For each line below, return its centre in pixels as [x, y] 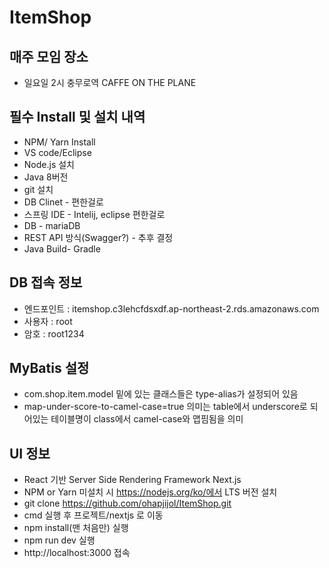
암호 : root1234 [54, 333]
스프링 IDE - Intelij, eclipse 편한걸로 [94, 214]
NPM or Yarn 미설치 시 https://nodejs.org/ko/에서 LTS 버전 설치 [150, 492]
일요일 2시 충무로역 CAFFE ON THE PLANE [110, 82]
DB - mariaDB [52, 225]
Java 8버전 [46, 177]
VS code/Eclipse [57, 152]
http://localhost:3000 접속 [77, 553]
